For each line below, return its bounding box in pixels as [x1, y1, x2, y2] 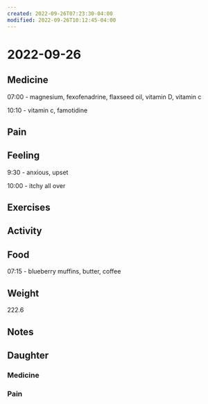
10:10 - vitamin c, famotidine [7, 106, 88, 115]
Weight [7, 287, 40, 299]
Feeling [7, 150, 40, 162]
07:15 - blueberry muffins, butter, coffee [7, 267, 121, 276]
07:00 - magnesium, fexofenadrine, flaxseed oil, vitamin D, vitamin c [7, 92, 202, 101]
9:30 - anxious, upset [7, 168, 69, 176]
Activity [7, 225, 43, 237]
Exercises [7, 202, 51, 214]
